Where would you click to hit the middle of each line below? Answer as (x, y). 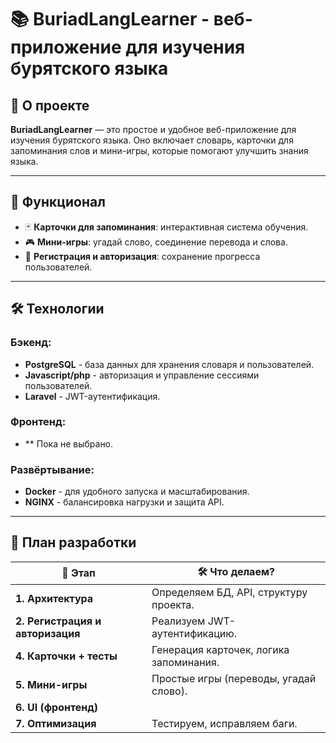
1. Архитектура (54, 598)
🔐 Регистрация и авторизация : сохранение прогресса (142, 256)
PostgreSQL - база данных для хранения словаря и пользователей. (169, 364)
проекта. (173, 604)
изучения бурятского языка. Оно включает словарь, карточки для (152, 140)
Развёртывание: (52, 469)
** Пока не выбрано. (69, 443)
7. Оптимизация (56, 723)
